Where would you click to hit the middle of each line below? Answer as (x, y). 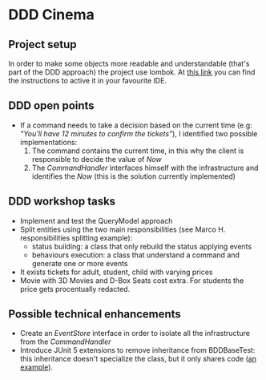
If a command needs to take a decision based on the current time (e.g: (136, 125)
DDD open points (51, 106)
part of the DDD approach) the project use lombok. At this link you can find (132, 72)
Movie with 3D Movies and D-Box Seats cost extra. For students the (132, 280)
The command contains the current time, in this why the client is (138, 151)
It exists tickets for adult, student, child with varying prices (116, 272)
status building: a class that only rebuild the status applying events (142, 246)
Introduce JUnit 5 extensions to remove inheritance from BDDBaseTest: (137, 350)
